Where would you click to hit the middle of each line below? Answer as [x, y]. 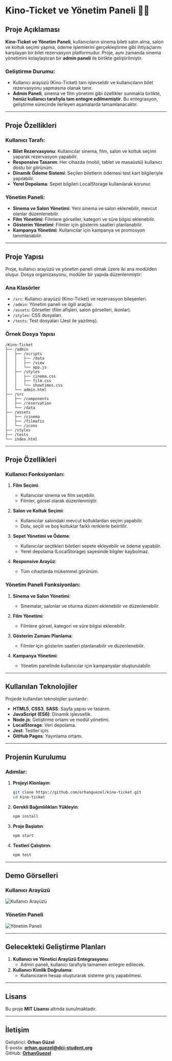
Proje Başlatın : [28, 826]
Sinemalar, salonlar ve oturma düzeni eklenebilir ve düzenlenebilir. [90, 606]
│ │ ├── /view [25, 363]
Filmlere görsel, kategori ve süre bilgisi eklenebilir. [73, 626]
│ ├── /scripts [24, 354]
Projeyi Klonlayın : [32, 783]
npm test [22, 855]
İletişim [17, 1030]
